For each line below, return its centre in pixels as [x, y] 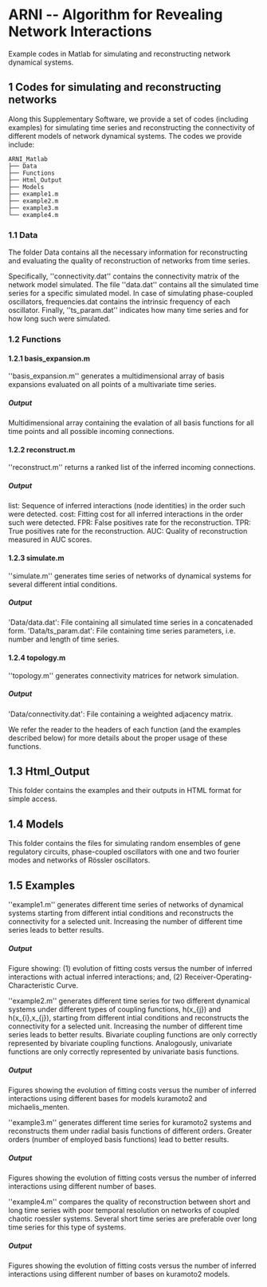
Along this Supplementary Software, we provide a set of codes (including [128, 119]
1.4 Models [36, 824]
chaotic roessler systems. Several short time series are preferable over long [133, 1219]
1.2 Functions [35, 339]
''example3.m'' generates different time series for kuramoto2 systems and [130, 1123]
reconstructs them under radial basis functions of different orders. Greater [130, 1131]
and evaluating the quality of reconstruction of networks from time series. [129, 261]
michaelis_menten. [39, 1107]
